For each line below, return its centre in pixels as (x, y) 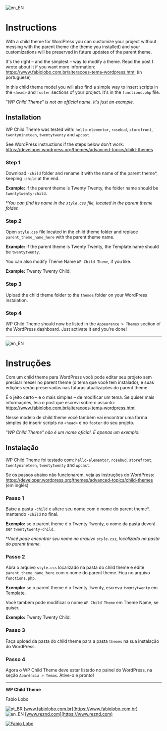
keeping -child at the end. (33, 179)
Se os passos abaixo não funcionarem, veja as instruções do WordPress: (80, 475)
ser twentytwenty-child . (30, 529)
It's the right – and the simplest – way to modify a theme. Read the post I (79, 61)
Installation (23, 117)
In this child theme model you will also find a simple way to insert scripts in (82, 87)
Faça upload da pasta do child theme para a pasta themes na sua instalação (82, 641)
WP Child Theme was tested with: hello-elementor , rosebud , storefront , (79, 129)
